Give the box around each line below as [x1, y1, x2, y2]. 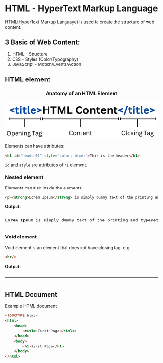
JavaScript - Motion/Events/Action [12, 61, 81, 67]
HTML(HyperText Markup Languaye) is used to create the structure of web [5, 19, 155, 25]
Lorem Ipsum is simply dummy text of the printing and [5, 218, 138, 223]
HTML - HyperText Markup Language [5, 3, 158, 14]
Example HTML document [5, 303, 57, 309]
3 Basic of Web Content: [5, 38, 80, 47]
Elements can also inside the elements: [5, 185, 83, 191]
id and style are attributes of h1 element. [5, 162, 88, 168]
